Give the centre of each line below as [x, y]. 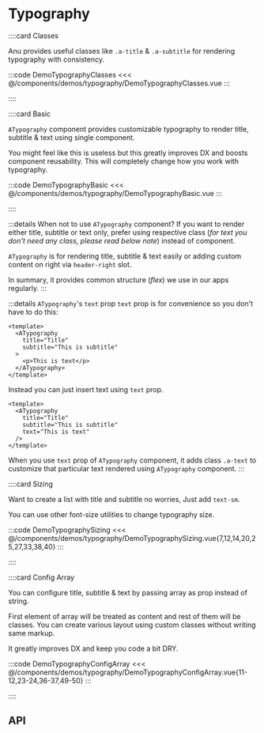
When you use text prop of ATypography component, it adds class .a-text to [132, 460]
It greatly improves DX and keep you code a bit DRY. [93, 648]
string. [19, 601]
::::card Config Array [41, 577]
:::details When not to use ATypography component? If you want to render [126, 224]
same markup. [32, 633]
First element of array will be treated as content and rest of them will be [124, 616]
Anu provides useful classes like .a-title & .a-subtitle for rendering [122, 51]
